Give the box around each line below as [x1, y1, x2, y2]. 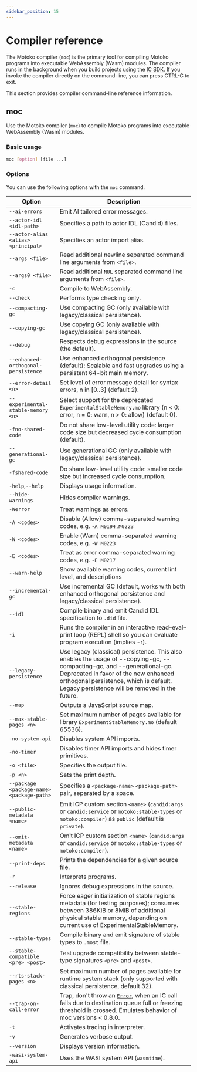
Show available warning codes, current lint [59, 565, 177, 573]
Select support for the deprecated [59, 395, 154, 404]
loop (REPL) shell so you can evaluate [74, 630, 178, 638]
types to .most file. [59, 938, 111, 946]
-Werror [9, 506, 30, 512]
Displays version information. [59, 1042, 140, 1050]
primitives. [59, 752, 89, 760]
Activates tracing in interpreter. [59, 1023, 145, 1031]
